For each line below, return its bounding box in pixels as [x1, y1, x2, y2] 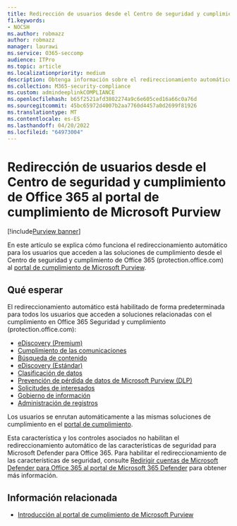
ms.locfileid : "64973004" [7, 128, 83, 136]
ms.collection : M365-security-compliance [7, 83, 131, 90]
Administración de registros [17, 399, 99, 407]
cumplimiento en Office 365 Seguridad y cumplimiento [7, 318, 166, 326]
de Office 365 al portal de [7, 189, 160, 205]
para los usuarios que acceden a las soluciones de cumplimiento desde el [7, 249, 222, 257]
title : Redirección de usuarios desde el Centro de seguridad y [7, 10, 200, 18]
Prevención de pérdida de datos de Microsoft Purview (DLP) [17, 376, 193, 385]
